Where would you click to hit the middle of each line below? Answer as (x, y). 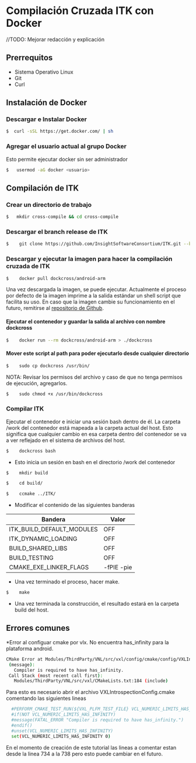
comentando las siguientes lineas (46, 698)
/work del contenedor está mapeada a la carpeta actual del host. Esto (90, 427)
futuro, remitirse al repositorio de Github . (55, 308)
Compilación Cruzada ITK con (80, 11)
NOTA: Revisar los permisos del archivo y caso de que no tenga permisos (94, 377)
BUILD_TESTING (31, 558)
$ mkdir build (27, 473)
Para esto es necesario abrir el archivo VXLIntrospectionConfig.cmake (90, 692)
